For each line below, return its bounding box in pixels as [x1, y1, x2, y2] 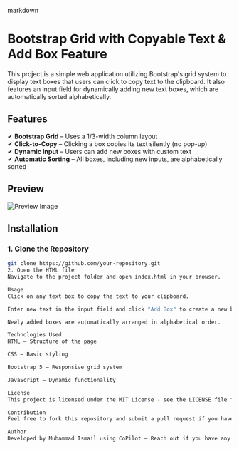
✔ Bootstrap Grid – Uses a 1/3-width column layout [7, 132, 158, 140]
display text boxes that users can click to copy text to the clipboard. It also [7, 77, 225, 86]
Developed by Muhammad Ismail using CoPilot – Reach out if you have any [7, 435, 231, 443]
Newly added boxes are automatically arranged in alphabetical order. [7, 319, 221, 326]
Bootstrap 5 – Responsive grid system [7, 363, 122, 371]
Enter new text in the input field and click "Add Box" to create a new [7, 306, 228, 313]
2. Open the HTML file [7, 267, 75, 274]
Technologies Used [7, 331, 62, 339]
